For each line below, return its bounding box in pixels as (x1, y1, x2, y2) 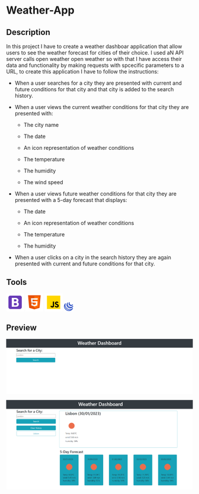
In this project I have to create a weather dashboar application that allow (6, 43, 182, 50)
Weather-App (6, 4, 75, 17)
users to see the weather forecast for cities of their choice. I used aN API (6, 49, 184, 56)
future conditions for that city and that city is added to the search (14, 86, 174, 92)
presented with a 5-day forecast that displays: (14, 197, 127, 203)
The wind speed (23, 179, 63, 185)
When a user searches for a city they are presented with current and (14, 79, 182, 86)
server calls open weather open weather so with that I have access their (6, 56, 182, 62)
